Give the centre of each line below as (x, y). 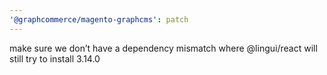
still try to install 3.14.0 (55, 58)
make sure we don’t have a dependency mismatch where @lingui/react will (163, 48)
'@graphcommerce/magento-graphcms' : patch (99, 19)
